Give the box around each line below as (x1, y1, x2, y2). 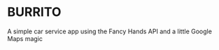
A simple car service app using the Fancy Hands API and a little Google (7, 27, 212, 35)
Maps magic (7, 34, 43, 42)
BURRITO (7, 4, 62, 20)
